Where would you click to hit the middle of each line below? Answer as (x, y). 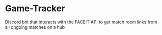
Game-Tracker (35, 9)
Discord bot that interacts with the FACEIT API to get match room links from (81, 22)
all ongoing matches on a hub (35, 27)
